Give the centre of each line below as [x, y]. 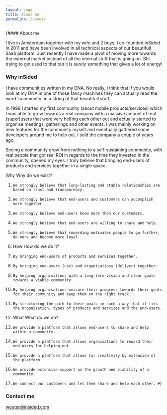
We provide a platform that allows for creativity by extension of [84, 355]
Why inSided [21, 77]
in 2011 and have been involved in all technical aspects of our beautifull [78, 48]
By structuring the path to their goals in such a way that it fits [85, 304]
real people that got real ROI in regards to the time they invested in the [78, 155]
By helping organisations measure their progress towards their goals [87, 290]
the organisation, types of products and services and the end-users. [87, 308]
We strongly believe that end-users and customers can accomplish [83, 199]
